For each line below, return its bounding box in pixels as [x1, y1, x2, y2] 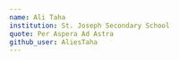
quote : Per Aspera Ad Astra [9, 29, 115, 38]
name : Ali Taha [9, 12, 66, 22]
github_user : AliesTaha [9, 37, 98, 47]
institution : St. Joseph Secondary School [9, 21, 170, 30]
